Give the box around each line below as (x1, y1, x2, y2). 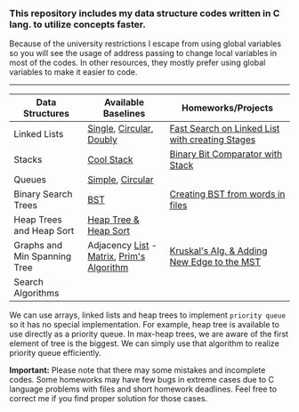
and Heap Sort (13, 225, 75, 238)
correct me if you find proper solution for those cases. (9, 393, 208, 404)
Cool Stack (87, 154, 133, 166)
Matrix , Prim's (87, 250, 146, 263)
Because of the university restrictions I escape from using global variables (9, 38, 282, 49)
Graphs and (13, 239, 63, 252)
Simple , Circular (87, 174, 154, 186)
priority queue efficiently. (9, 348, 102, 359)
